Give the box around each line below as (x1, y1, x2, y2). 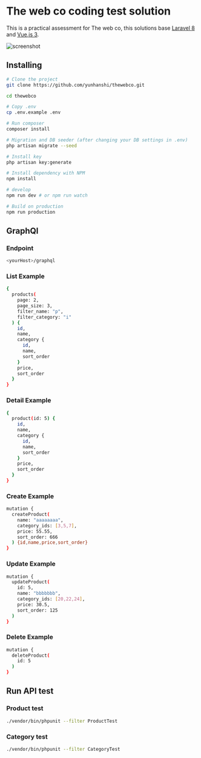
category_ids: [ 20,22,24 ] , (17, 596, 85, 602)
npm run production (6, 209, 56, 215)
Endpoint (6, 244, 34, 252)
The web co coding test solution (6, 4, 171, 18)
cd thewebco (6, 93, 36, 99)
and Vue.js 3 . (6, 30, 39, 38)
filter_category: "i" (17, 314, 71, 320)
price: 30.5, (17, 601, 50, 607)
